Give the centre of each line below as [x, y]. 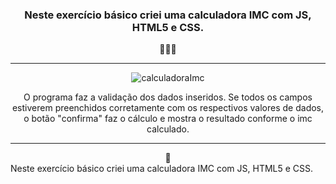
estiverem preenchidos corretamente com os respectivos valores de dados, [168, 108]
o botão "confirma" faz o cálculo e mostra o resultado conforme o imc [168, 119]
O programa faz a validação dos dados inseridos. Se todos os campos [168, 97]
